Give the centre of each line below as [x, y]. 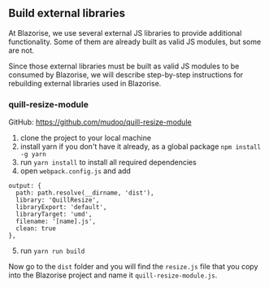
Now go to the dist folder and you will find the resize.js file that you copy [133, 267]
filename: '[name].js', [56, 222]
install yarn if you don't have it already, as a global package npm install [141, 146]
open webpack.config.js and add [76, 171]
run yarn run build [52, 251]
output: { [25, 186]
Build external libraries [67, 13]
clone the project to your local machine [86, 138]
